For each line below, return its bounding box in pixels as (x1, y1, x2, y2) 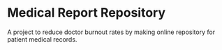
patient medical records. (7, 35, 77, 43)
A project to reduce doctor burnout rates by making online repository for (7, 28, 215, 36)
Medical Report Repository (7, 5, 166, 21)
